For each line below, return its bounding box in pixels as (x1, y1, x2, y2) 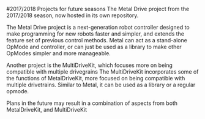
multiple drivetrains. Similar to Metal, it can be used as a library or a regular (6, 81, 196, 88)
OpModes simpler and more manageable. (6, 50, 111, 57)
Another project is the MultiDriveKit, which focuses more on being (6, 61, 173, 69)
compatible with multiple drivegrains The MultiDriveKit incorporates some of (6, 68, 199, 75)
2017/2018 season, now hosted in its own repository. (6, 12, 139, 19)
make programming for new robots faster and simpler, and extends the (6, 30, 185, 37)
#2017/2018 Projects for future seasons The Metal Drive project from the (6, 6, 190, 12)
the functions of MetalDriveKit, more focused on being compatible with (6, 75, 185, 82)
